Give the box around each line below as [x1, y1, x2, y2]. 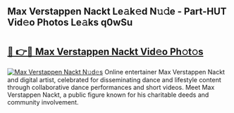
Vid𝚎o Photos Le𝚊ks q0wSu [7, 17, 133, 29]
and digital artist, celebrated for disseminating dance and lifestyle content [7, 76, 221, 84]
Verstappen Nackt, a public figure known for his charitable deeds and [7, 91, 209, 99]
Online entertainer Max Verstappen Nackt [104, 68, 226, 76]
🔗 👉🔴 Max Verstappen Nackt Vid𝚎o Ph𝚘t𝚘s [7, 46, 204, 58]
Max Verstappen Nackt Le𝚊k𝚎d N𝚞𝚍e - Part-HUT [7, 6, 227, 18]
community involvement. [7, 98, 79, 106]
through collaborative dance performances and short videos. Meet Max [7, 84, 215, 91]
